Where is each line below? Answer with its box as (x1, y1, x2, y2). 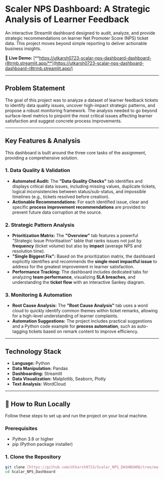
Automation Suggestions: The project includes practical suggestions (12, 318, 152, 324)
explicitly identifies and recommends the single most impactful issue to (12, 259, 157, 264)
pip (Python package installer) (12, 441, 73, 447)
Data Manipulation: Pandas (12, 366, 68, 371)
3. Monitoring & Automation (5, 292, 72, 299)
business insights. (5, 45, 41, 51)
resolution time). (12, 248, 45, 254)
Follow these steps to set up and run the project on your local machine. (5, 413, 148, 419)
